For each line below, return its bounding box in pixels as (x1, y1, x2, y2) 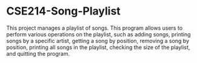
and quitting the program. (6, 50, 70, 57)
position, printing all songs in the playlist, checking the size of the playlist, (6, 44, 190, 51)
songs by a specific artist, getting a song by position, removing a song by (6, 37, 190, 44)
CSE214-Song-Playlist (6, 4, 121, 18)
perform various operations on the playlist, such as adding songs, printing (6, 30, 191, 38)
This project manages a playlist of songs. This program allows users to (6, 24, 183, 31)
